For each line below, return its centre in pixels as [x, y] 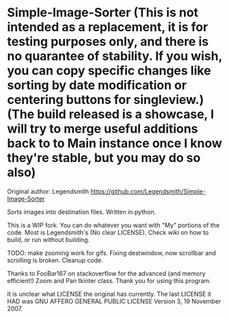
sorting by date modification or [97, 85]
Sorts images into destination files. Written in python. [81, 212]
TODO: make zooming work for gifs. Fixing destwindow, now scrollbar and [112, 253]
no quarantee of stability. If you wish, [114, 56]
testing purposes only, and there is [108, 42]
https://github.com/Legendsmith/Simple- [148, 191]
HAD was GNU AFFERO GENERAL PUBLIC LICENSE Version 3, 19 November [114, 301]
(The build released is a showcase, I [110, 115]
